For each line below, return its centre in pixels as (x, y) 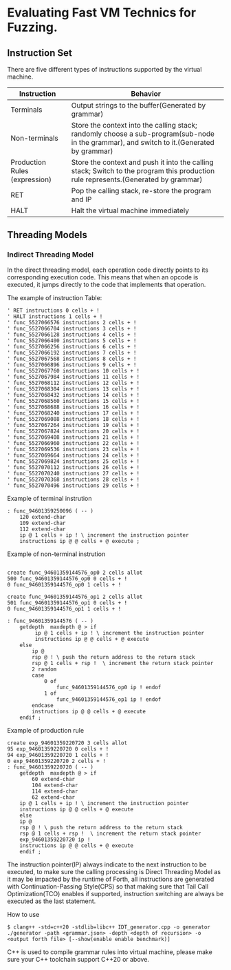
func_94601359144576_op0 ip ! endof (109, 687)
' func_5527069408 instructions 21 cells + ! (73, 437)
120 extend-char (43, 517)
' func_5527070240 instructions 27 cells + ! (73, 473)
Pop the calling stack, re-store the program (141, 191)
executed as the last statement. (52, 901)
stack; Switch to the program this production (143, 171)
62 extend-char (54, 797)
